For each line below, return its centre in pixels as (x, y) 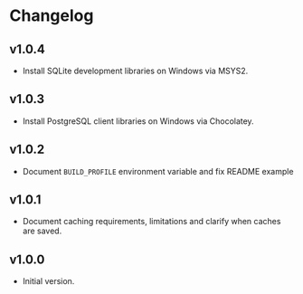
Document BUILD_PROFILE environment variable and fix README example (158, 171)
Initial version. (48, 281)
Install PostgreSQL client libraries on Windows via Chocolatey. (138, 121)
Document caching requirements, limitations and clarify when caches (151, 222)
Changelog (52, 16)
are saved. (42, 231)
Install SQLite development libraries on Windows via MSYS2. (135, 71)
